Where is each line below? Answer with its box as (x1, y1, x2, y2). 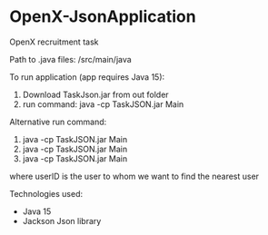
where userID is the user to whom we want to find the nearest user (9, 171, 260, 181)
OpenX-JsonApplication (9, 6, 197, 27)
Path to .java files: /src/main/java (9, 54, 132, 64)
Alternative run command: (9, 116, 107, 127)
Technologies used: (9, 188, 84, 199)
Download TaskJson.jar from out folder (22, 89, 170, 100)
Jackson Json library (22, 215, 102, 226)
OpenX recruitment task (9, 36, 99, 47)
